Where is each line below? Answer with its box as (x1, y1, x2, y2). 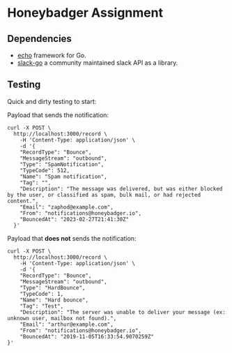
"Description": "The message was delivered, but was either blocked (20, 185, 223, 193)
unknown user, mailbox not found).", (7, 315, 117, 322)
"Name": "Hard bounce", (20, 296, 89, 303)
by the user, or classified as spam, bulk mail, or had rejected (7, 191, 201, 198)
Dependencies (7, 33, 72, 45)
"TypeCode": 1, (20, 290, 64, 297)
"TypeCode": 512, (20, 167, 70, 174)
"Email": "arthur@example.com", (20, 321, 114, 328)
